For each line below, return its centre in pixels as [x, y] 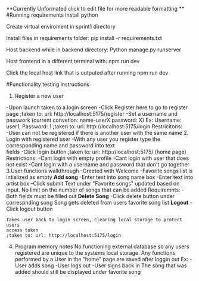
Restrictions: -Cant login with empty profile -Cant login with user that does [98, 158]
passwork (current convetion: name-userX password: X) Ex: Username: [94, 120]
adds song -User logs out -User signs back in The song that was [107, 265]
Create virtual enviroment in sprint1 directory [61, 27]
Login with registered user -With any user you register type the [83, 139]
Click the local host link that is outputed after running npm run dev [87, 73]
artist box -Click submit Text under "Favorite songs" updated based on [93, 183]
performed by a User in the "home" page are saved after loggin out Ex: [102, 259]
